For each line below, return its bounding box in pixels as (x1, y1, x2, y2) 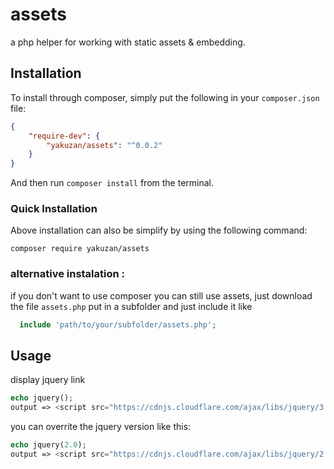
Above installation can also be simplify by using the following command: (10, 224, 308, 237)
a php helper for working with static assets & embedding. (10, 36, 246, 48)
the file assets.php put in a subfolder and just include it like (10, 300, 253, 312)
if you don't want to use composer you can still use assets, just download (10, 289, 313, 302)
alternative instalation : (10, 267, 126, 281)
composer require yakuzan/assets (10, 244, 150, 254)
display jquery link (10, 374, 86, 386)
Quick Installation (10, 202, 98, 216)
